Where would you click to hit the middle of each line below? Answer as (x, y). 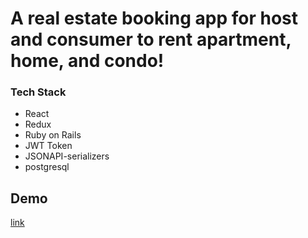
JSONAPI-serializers (67, 156)
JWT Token (48, 146)
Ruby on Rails (53, 135)
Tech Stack (38, 92)
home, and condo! (87, 61)
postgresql (47, 167)
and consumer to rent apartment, (151, 39)
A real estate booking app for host (154, 18)
